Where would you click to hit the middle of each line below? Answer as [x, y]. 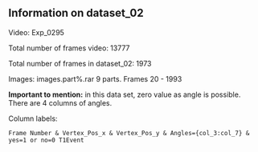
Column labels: [33, 118]
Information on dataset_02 [76, 13]
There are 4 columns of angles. [60, 102]
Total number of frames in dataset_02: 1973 [80, 63]
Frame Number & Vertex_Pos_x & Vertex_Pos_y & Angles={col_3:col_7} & [129, 133]
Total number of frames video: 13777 [69, 48]
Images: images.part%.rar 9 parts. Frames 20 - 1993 [95, 78]
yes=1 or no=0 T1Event [46, 140]
